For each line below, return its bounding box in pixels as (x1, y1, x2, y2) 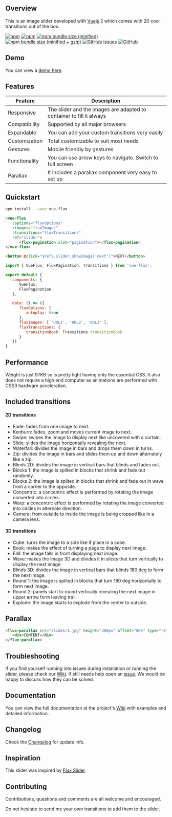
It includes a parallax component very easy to (48, 169, 157, 176)
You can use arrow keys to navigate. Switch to (48, 154, 159, 161)
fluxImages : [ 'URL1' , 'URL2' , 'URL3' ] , (18, 320, 109, 325)
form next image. (12, 583, 49, 589)
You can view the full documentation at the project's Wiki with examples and (5, 704, 166, 711)
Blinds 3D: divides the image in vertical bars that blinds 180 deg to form (12, 567, 164, 573)
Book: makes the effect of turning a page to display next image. (12, 544, 147, 551)
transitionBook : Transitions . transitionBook (26, 329, 123, 335)
